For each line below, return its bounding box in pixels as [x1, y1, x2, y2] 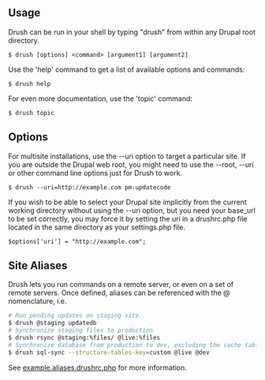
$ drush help [8, 80, 51, 88]
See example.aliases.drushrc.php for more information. [8, 363, 188, 372]
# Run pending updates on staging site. [8, 311, 144, 320]
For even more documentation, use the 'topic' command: [8, 94, 193, 103]
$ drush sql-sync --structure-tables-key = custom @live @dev [8, 348, 211, 356]
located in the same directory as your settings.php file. [8, 222, 185, 232]
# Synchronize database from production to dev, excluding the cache [8, 341, 242, 349]
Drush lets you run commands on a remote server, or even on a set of [8, 280, 234, 289]
